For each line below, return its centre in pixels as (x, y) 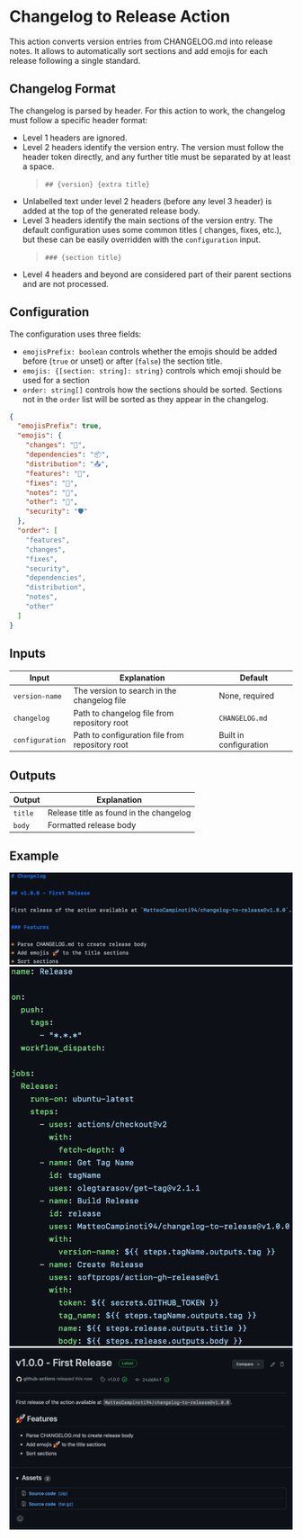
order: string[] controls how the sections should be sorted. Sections (152, 390)
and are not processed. (66, 283)
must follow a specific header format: (79, 120)
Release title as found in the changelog (120, 813)
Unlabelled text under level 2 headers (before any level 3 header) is (147, 201)
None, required (247, 696)
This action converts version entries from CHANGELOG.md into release (141, 41)
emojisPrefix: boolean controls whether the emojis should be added (150, 351)
